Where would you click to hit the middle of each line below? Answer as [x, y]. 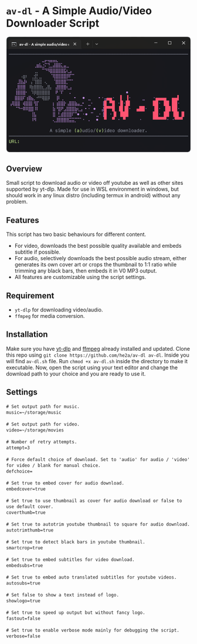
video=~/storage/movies [35, 430]
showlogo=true [23, 601]
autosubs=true [23, 583]
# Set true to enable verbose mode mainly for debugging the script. [93, 630]
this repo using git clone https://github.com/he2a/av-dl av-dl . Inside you [98, 355]
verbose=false [23, 636]
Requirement [30, 296]
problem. [17, 202]
